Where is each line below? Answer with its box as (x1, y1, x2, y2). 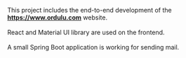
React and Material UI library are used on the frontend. (7, 28, 165, 36)
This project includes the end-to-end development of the (7, 6, 172, 14)
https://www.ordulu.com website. (7, 13, 107, 22)
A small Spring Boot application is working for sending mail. (7, 43, 180, 51)
